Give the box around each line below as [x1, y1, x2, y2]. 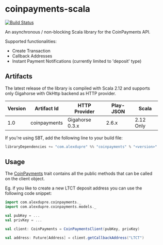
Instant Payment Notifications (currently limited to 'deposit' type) [12, 58, 142, 64]
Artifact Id [34, 105, 59, 112]
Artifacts [5, 72, 33, 81]
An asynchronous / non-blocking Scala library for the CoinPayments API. [5, 29, 150, 35]
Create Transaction [12, 48, 51, 54]
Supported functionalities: [5, 38, 57, 44]
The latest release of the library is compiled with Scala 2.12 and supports [5, 85, 150, 91]
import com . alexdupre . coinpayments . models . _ [5, 205, 97, 209]
